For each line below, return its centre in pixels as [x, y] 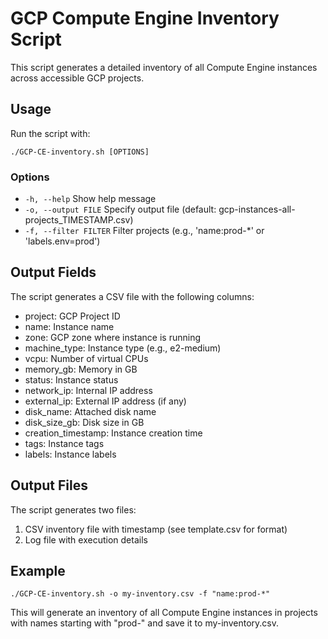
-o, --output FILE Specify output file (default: [120, 209]
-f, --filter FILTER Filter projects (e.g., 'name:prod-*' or [144, 231]
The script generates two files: [73, 509]
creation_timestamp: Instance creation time [113, 433]
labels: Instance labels [70, 454]
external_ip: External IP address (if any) [105, 401]
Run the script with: [50, 133]
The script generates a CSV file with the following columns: [132, 296]
